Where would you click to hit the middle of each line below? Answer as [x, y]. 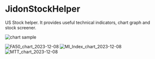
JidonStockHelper [43, 9]
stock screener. [21, 27]
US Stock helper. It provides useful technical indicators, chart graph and [78, 22]
